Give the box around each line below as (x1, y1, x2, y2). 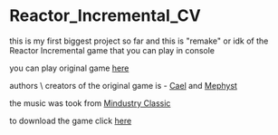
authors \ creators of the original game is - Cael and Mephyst (9, 80, 238, 91)
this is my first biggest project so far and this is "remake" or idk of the (9, 35, 269, 46)
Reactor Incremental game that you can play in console (9, 44, 216, 55)
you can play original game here (9, 63, 129, 73)
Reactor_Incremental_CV (9, 5, 201, 26)
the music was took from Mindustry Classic (9, 97, 171, 109)
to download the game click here (9, 115, 132, 126)
